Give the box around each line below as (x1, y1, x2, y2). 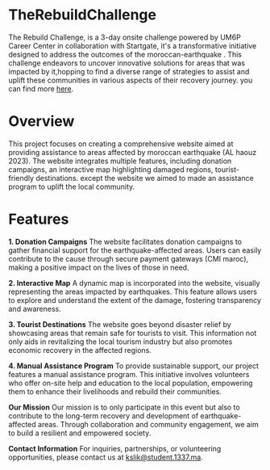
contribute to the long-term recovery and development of (8, 410, 199, 421)
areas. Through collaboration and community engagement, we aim (37, 419, 260, 429)
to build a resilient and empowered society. (8, 428, 152, 438)
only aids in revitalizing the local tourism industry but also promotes (8, 337, 233, 346)
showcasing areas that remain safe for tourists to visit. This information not (8, 328, 257, 338)
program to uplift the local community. (8, 182, 135, 191)
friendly (8, 173, 35, 183)
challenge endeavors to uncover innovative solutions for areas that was (8, 58, 246, 68)
